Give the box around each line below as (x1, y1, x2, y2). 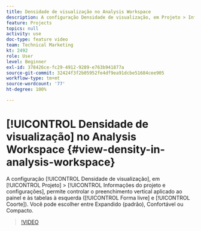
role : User (6, 53, 33, 59)
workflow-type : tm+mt (6, 75, 60, 81)
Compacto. (6, 207, 34, 214)
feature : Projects (6, 20, 52, 26)
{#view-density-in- (66, 143, 166, 156)
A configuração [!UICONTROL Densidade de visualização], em (6, 175, 160, 182)
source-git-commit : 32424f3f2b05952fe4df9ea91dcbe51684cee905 (6, 70, 165, 76)
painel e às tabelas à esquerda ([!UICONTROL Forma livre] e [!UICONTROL (6, 194, 190, 201)
